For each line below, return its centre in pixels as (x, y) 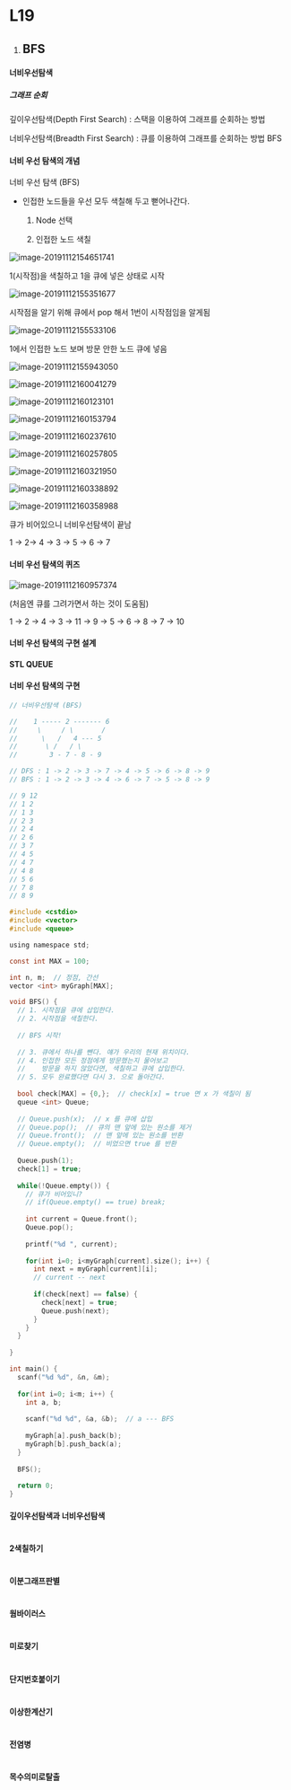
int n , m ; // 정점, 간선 (54, 977)
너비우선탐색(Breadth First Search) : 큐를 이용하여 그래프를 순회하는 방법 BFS (145, 138)
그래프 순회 (28, 94)
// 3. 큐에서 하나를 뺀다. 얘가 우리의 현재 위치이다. (104, 1052)
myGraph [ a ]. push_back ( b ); (74, 1436)
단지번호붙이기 (35, 1679)
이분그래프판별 (35, 1581)
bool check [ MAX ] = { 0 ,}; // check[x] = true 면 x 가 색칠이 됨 (134, 1094)
